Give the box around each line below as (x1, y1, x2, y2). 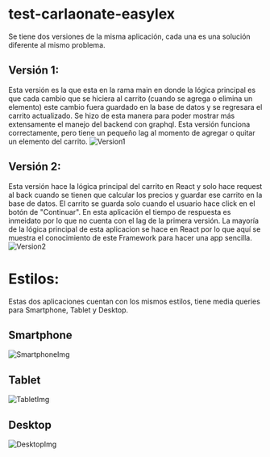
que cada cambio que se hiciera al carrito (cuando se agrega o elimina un (8, 94, 253, 103)
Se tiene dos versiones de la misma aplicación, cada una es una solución (8, 31, 251, 41)
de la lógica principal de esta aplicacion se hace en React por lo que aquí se (8, 224, 261, 234)
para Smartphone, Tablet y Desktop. (8, 304, 129, 315)
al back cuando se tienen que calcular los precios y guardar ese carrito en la (8, 190, 263, 199)
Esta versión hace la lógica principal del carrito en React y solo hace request (8, 181, 263, 191)
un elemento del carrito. (8, 136, 88, 146)
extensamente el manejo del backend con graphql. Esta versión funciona (8, 119, 251, 129)
